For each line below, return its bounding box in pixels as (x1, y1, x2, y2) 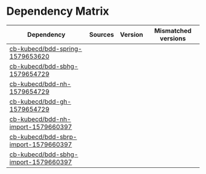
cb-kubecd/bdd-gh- (9, 97, 72, 105)
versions (159, 34, 186, 42)
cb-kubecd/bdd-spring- (9, 44, 83, 53)
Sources (89, 30, 115, 39)
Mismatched (154, 26, 192, 35)
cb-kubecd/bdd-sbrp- (9, 132, 77, 141)
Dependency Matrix (6, 4, 109, 18)
